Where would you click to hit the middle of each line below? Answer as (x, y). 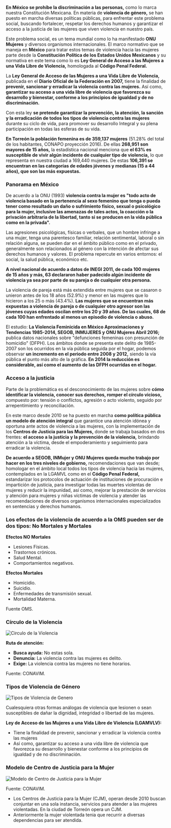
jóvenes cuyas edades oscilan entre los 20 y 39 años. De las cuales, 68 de (86, 312)
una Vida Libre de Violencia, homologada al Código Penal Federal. (76, 66)
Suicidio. (22, 588)
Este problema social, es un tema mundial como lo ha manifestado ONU (81, 39)
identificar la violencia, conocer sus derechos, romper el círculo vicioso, (84, 395)
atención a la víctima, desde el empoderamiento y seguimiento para (77, 442)
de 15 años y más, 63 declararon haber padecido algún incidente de (79, 275)
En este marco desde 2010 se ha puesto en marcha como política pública (83, 415)
